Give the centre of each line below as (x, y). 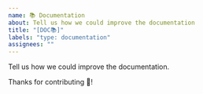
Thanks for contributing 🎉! (50, 82)
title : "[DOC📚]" (36, 30)
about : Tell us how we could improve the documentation (101, 23)
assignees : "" (31, 45)
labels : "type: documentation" (59, 37)
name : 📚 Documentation (46, 15)
